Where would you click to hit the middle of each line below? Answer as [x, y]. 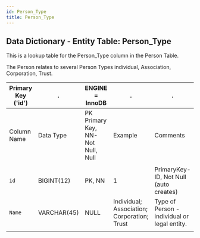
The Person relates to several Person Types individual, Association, [89, 67]
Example [125, 136]
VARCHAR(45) [58, 213]
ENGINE [96, 88]
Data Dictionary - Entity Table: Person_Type [89, 41]
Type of [165, 202]
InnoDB [96, 103]
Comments [170, 136]
